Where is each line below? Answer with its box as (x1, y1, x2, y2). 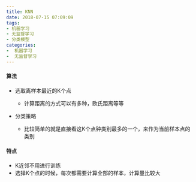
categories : (6, 43, 36, 48)
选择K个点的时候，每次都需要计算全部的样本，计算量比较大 (14, 169, 161, 177)
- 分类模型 (6, 37, 30, 43)
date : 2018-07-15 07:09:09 (6, 14, 74, 20)
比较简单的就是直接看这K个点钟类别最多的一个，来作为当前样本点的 (23, 125, 191, 132)
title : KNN (6, 8, 34, 15)
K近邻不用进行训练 (14, 162, 61, 169)
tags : (6, 20, 20, 26)
